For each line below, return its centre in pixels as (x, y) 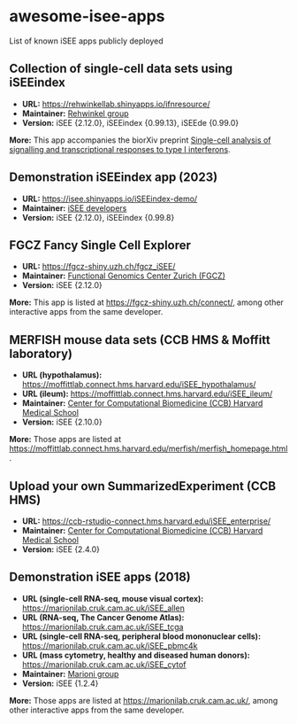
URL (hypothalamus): (62, 375)
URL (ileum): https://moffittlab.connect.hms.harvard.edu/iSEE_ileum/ (147, 394)
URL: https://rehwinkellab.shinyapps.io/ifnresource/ (116, 104)
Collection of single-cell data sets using (121, 69)
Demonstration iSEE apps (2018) (100, 577)
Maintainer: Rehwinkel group (76, 113)
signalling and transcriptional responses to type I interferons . (120, 149)
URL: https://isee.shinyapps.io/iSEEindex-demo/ (110, 199)
